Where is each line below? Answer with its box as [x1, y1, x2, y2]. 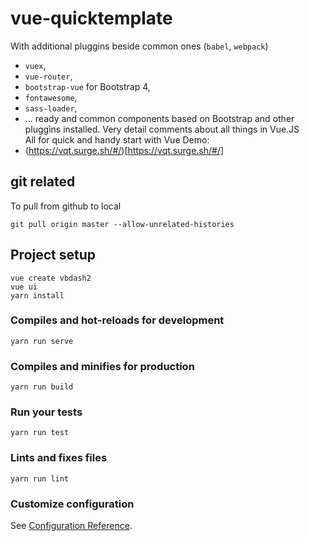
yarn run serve [10, 336, 74, 346]
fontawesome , [24, 91, 78, 103]
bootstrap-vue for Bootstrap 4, [24, 80, 151, 92]
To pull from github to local [10, 200, 122, 212]
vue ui [10, 282, 38, 292]
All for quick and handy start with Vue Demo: [24, 133, 210, 146]
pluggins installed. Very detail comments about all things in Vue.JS [24, 123, 300, 135]
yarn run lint [10, 473, 70, 484]
